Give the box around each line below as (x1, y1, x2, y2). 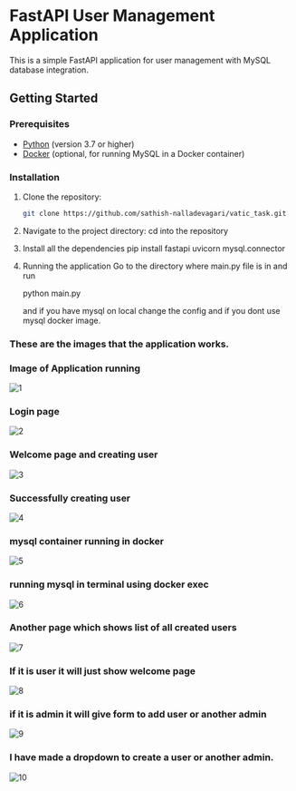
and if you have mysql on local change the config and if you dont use (22, 305, 281, 316)
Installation (9, 171, 61, 183)
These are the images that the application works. (9, 337, 229, 350)
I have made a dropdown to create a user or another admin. (9, 751, 274, 764)
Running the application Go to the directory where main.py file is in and (22, 260, 288, 271)
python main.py (22, 288, 81, 298)
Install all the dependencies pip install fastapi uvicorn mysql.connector (22, 242, 286, 254)
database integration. (9, 64, 89, 75)
